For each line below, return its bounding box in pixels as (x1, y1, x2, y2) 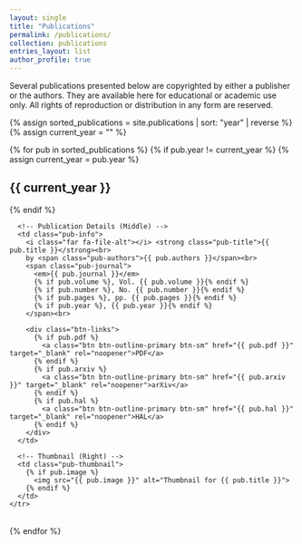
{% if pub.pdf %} (33, 333, 100, 342)
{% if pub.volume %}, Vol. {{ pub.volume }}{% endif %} (33, 277, 249, 287)
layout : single (9, 13, 67, 23)
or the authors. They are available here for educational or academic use (9, 90, 278, 101)
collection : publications (9, 38, 107, 48)
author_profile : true (9, 55, 92, 64)
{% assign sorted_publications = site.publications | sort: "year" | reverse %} (9, 117, 293, 128)
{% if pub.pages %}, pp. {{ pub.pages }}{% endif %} (33, 293, 238, 302)
